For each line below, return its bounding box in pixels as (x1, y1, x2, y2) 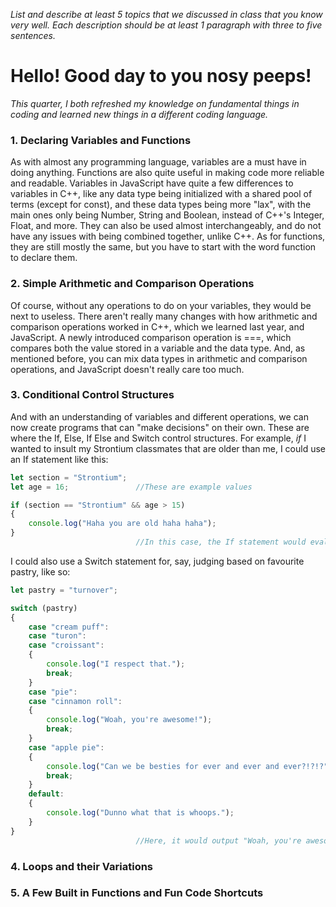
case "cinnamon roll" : (28, 696, 123, 706)
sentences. (10, 30, 56, 41)
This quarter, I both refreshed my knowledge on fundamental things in (10, 97, 300, 109)
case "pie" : (28, 687, 78, 697)
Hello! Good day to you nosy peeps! (10, 65, 312, 88)
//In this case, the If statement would (135, 537, 307, 548)
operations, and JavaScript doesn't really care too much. (10, 363, 245, 375)
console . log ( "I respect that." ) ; (46, 659, 186, 669)
